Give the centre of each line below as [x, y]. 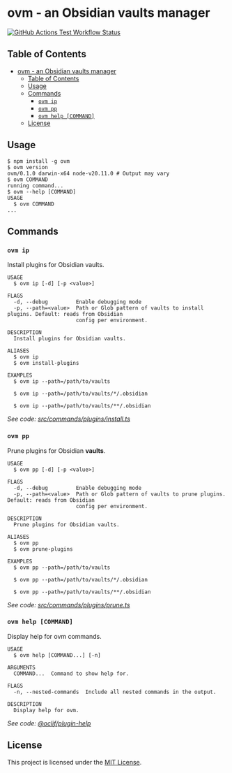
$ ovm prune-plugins [43, 549]
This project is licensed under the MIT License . [75, 762]
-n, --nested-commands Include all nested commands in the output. [115, 692]
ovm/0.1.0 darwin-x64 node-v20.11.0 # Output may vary [88, 173]
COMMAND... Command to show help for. [71, 673]
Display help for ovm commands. [55, 636]
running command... [36, 186]
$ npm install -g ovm [39, 161]
